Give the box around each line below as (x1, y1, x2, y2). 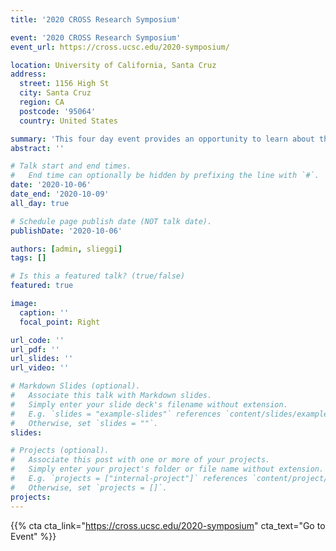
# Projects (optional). (10, 446, 110, 456)
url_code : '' (10, 335, 65, 345)
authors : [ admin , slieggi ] (10, 244, 123, 254)
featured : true (10, 281, 74, 291)
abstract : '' (10, 143, 65, 153)
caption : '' (19, 307, 70, 318)
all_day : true (10, 198, 70, 208)
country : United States (19, 116, 118, 126)
